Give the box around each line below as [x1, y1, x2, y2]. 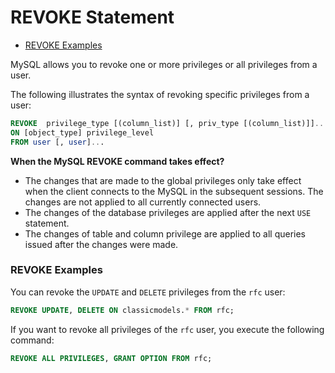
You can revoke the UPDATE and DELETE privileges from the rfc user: [10, 286, 286, 298]
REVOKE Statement [10, 6, 175, 29]
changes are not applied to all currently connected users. [24, 196, 262, 208]
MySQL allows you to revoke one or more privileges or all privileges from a [10, 58, 318, 70]
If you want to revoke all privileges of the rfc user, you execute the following [10, 323, 325, 335]
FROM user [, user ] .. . [10, 137, 105, 147]
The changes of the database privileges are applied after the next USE [24, 206, 312, 218]
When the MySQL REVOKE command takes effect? [10, 155, 225, 167]
